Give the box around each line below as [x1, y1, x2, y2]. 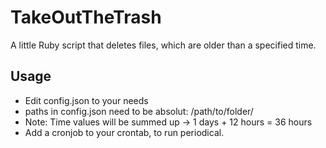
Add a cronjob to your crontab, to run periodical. [24, 126, 225, 138]
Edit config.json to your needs [24, 94, 149, 106]
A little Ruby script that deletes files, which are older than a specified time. [10, 39, 317, 51]
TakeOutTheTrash [10, 6, 162, 29]
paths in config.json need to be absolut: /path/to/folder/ [24, 105, 254, 117]
